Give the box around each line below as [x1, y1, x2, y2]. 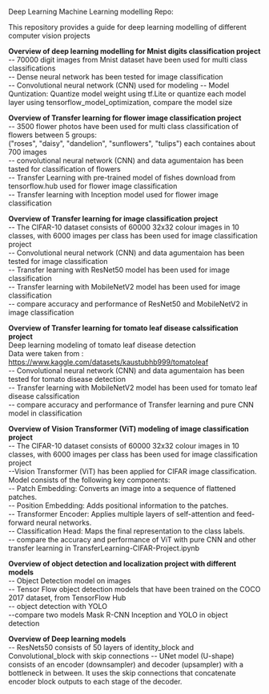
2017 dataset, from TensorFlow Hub [8, 593, 126, 603]
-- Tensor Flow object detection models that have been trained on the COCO [8, 585, 261, 594]
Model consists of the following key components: [8, 475, 171, 485]
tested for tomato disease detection [8, 375, 126, 384]
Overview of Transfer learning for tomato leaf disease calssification [8, 323, 239, 332]
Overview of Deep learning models [8, 634, 126, 643]
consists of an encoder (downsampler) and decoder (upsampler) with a [8, 660, 244, 669]
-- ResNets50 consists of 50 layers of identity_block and [8, 643, 195, 652]
